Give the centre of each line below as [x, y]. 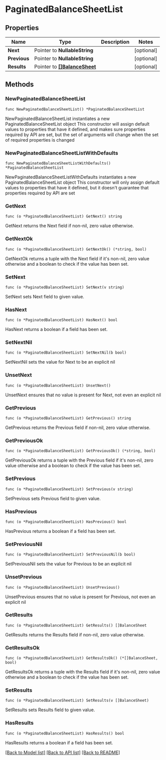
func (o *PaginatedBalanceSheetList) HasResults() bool [65, 733]
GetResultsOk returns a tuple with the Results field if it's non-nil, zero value [83, 672]
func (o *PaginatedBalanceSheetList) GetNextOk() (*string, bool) [76, 249]
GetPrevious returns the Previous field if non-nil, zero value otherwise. [78, 427]
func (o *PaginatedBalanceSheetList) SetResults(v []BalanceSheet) [77, 701]
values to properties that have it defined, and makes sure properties [75, 129]
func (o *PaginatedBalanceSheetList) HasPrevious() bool [66, 522]
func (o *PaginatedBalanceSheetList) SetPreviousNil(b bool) [70, 555]
